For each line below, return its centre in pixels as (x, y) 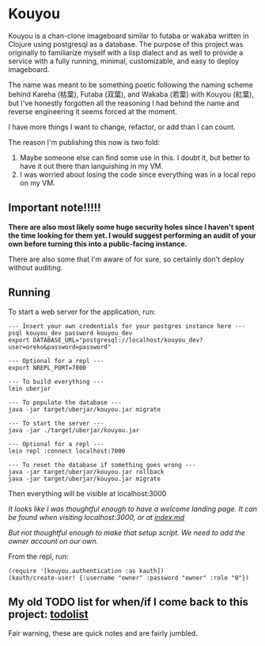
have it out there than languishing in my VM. (91, 166)
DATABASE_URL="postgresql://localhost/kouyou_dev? (118, 340)
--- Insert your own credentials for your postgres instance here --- (127, 326)
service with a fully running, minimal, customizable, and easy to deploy (124, 61)
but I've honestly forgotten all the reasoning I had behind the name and (124, 103)
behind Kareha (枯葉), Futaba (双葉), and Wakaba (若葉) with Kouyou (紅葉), (131, 94)
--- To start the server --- (56, 423)
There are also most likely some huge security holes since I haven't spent (131, 227)
